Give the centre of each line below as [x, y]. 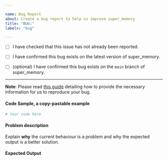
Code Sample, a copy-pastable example [47, 103]
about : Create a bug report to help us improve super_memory [70, 19]
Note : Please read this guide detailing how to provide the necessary [75, 87]
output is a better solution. [32, 142]
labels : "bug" [20, 28]
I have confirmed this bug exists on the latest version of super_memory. [86, 57]
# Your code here [23, 114]
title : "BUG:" [20, 23]
